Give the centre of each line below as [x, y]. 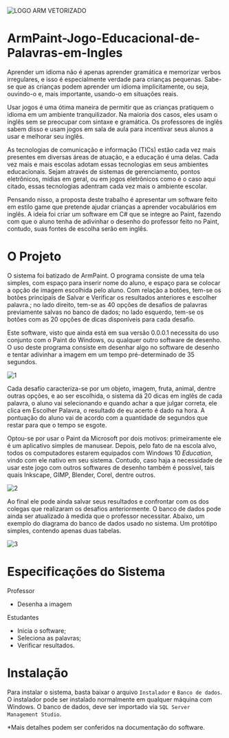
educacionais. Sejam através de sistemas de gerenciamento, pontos [104, 171]
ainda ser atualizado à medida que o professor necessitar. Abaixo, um [106, 516]
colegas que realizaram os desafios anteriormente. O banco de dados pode [114, 508]
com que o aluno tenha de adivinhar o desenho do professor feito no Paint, [113, 221]
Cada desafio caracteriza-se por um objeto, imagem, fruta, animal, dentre [111, 388]
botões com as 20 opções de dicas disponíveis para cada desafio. [101, 319]
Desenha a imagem [44, 604]
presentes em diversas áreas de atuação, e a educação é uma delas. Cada [113, 157]
